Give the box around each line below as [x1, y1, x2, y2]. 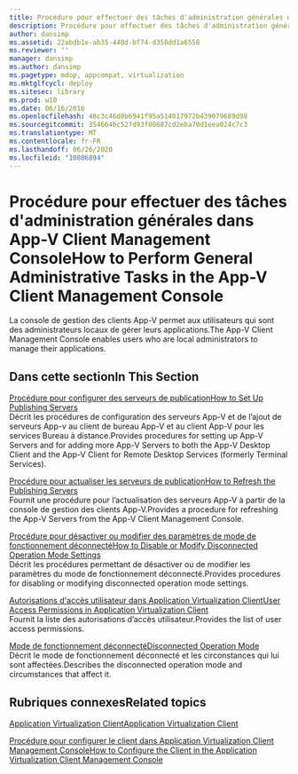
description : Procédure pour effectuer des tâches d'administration [9, 21, 268, 30]
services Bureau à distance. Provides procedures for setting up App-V [9, 430, 263, 441]
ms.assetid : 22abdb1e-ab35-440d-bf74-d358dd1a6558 [9, 37, 200, 47]
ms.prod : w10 [9, 95, 58, 105]
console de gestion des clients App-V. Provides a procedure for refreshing [9, 504, 278, 515]
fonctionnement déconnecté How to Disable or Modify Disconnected [9, 541, 259, 551]
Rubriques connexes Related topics [9, 694, 207, 710]
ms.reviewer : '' [9, 46, 69, 55]
